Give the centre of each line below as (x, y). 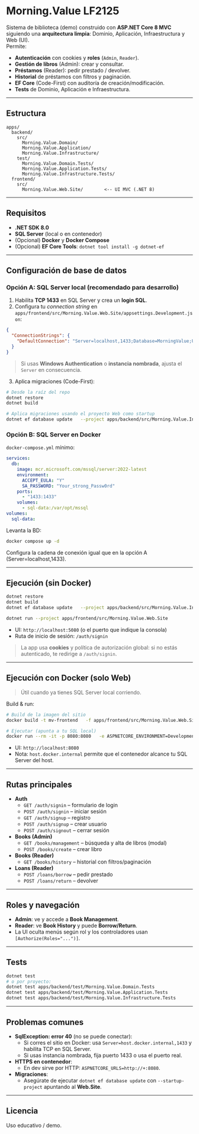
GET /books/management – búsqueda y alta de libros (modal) (95, 843)
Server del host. (34, 760)
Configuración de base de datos (67, 270)
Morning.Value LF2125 (63, 11)
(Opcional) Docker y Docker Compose (62, 240)
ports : (25, 491)
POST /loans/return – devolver (61, 881)
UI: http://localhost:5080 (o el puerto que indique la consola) (91, 629)
